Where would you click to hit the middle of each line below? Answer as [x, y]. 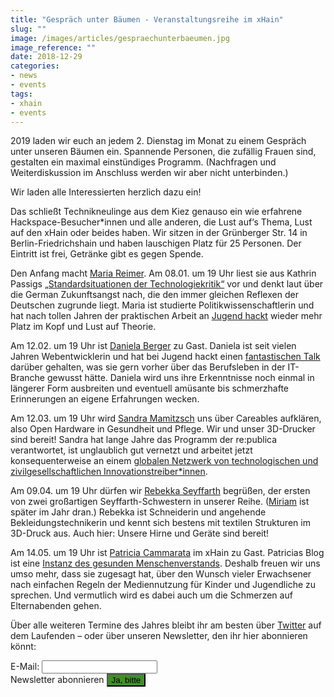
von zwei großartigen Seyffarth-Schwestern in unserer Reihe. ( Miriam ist [160, 502]
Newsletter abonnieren [57, 680]
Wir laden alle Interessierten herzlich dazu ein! [106, 192]
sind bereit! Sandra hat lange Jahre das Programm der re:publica [144, 440]
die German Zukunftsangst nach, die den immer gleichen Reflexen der [154, 295]
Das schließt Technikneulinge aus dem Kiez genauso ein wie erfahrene [156, 212]
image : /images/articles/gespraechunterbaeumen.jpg [120, 38]
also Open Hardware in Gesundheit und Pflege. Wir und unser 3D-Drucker [163, 429]
